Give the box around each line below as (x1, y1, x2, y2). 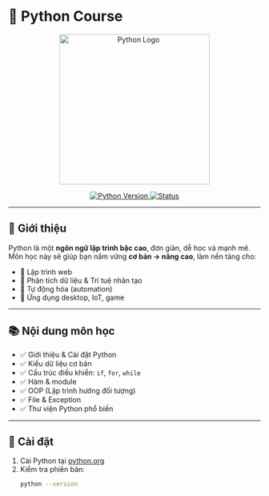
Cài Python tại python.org (19, 456, 105, 466)
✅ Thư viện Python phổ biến (19, 404, 114, 413)
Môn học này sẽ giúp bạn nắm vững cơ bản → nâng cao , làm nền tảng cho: (8, 252, 257, 261)
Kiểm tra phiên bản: (19, 465, 86, 474)
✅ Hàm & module (19, 377, 78, 386)
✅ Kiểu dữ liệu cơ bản (19, 358, 92, 368)
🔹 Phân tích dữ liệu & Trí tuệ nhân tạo (19, 276, 143, 285)
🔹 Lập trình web (19, 267, 73, 276)
